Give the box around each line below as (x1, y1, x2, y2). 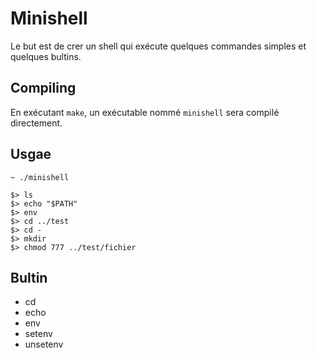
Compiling (10, 80, 77, 97)
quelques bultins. (10, 50, 82, 62)
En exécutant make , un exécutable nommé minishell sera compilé (10, 106, 280, 118)
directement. (10, 117, 63, 129)
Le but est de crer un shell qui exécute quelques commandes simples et (10, 40, 307, 52)
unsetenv (24, 338, 64, 351)
